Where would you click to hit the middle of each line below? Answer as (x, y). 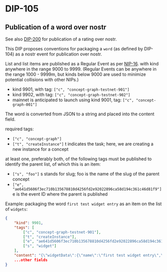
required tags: (19, 129)
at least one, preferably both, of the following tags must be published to (79, 159)
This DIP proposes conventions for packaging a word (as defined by (74, 49)
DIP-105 (22, 9)
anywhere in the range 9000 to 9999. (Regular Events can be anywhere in (81, 69)
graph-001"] (25, 105)
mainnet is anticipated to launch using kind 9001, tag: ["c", (73, 100)
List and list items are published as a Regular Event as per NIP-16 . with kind (82, 64)
